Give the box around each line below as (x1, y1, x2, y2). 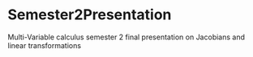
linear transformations (7, 40, 82, 50)
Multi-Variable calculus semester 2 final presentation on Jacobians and (7, 32, 245, 42)
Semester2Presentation (7, 6, 172, 24)
